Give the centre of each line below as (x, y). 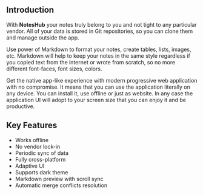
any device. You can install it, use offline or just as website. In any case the (100, 93)
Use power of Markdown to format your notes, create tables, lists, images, (99, 49)
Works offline (32, 140)
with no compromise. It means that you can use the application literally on (98, 87)
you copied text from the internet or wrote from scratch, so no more (91, 62)
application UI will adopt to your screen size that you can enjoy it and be (96, 100)
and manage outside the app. (43, 37)
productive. (21, 106)
